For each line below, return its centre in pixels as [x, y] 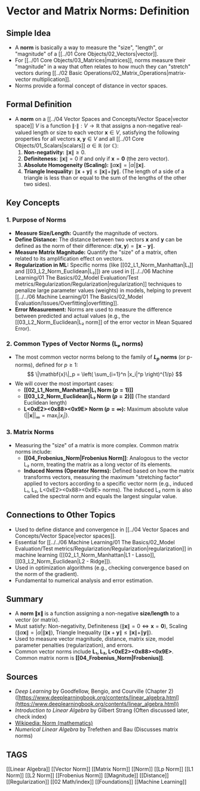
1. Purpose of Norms [36, 220]
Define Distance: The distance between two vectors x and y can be [99, 239]
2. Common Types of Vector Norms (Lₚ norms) [75, 344]
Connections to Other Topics [61, 515]
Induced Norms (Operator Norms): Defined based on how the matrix [109, 471]
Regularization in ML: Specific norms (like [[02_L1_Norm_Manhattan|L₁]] [104, 265]
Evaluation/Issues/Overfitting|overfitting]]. [67, 303]
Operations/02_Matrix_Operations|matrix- [135, 73]
